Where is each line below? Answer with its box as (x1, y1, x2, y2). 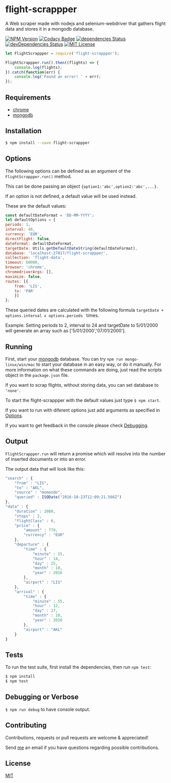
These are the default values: (5, 202, 67, 209)
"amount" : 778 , (23, 528, 58, 533)
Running (5, 342, 33, 351)
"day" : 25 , (32, 561, 58, 566)
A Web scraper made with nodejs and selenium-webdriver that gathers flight (5, 20, 166, 26)
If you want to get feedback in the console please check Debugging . (5, 422, 149, 428)
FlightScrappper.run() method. (5, 173, 72, 179)
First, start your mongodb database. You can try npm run (5, 356, 123, 362)
